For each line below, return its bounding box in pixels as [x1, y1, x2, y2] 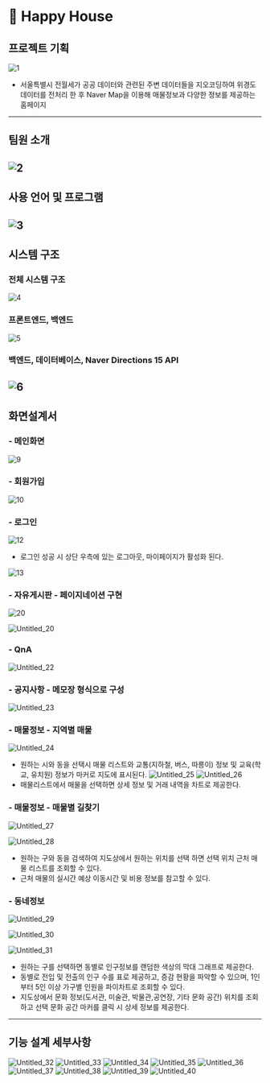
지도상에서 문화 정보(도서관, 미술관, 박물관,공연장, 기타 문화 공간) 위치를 [19, 992, 244, 1002]
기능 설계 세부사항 [8, 1035, 92, 1049]
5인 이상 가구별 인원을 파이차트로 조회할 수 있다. [35, 982, 185, 991]
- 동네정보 [8, 895, 45, 907]
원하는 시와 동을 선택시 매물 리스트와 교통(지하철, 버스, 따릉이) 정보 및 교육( [19, 760, 255, 770]
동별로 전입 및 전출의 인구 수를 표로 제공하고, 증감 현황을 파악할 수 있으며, [19, 972, 249, 982]
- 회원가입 [8, 476, 45, 487]
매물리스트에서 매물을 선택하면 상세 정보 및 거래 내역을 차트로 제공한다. [19, 780, 241, 790]
